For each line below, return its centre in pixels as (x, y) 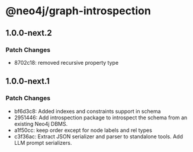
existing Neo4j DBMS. (41, 123)
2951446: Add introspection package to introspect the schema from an (101, 118)
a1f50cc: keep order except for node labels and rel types (83, 130)
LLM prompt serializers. (43, 142)
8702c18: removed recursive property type (66, 62)
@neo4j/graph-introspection (78, 11)
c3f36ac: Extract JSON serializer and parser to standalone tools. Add (98, 136)
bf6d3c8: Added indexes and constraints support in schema (87, 111)
